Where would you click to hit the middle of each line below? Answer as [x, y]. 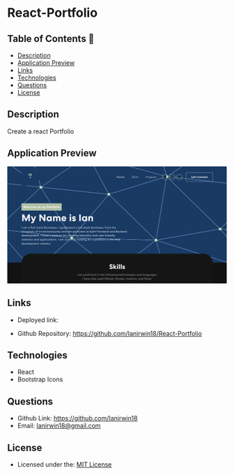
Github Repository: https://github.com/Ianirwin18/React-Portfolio [109, 333]
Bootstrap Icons [40, 379]
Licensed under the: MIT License [64, 465]
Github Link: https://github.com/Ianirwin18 [77, 418]
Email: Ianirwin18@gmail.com [59, 426]
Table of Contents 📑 [51, 39]
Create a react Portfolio [41, 131]
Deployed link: [38, 320]
